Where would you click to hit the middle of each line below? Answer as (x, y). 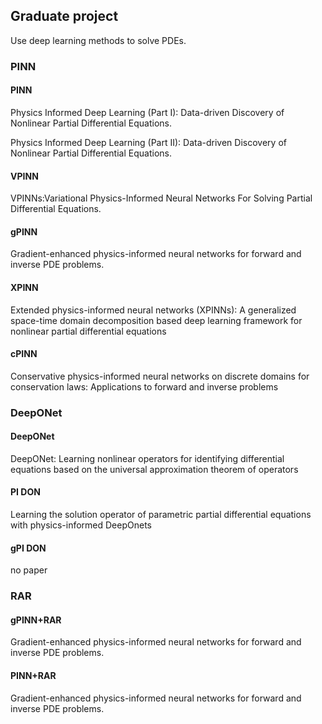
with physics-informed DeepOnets (81, 525)
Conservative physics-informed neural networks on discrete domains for (160, 376)
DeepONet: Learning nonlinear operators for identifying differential (147, 458)
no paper (29, 570)
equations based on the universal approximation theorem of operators (154, 469)
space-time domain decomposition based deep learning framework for (156, 320)
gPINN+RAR (36, 620)
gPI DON (28, 548)
